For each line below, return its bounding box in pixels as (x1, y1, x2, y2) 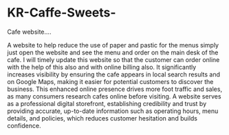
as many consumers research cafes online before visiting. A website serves (7, 92, 221, 101)
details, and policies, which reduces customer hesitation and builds (7, 114, 198, 122)
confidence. (7, 121, 41, 129)
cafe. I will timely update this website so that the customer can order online (7, 55, 220, 63)
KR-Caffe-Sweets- (7, 5, 116, 21)
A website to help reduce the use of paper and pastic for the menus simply (7, 41, 219, 49)
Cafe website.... (7, 28, 52, 36)
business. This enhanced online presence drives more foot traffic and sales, (7, 85, 222, 93)
